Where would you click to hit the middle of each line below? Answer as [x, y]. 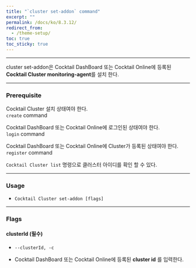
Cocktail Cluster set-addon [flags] [59, 199]
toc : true [18, 39]
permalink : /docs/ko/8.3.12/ [41, 22]
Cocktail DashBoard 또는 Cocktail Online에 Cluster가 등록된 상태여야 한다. [92, 146]
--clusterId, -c [34, 248]
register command [29, 153]
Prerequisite [24, 95]
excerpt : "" [20, 17]
